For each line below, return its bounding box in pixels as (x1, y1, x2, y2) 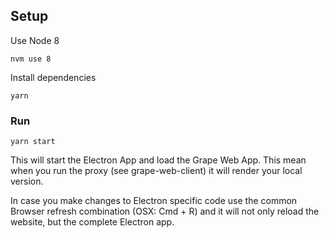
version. (10, 175, 44, 188)
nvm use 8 (10, 54, 52, 64)
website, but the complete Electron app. (10, 216, 175, 228)
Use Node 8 (10, 34, 60, 46)
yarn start (10, 137, 56, 147)
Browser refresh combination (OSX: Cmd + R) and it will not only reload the (10, 205, 320, 218)
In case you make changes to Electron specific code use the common (10, 195, 298, 207)
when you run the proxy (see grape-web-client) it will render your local (10, 165, 303, 177)
